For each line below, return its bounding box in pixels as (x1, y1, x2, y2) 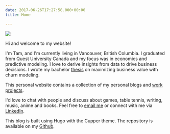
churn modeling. (5, 72, 40, 78)
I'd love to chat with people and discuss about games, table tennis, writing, (5, 97, 163, 103)
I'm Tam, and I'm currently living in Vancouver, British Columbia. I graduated (5, 50, 165, 56)
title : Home (5, 12, 31, 17)
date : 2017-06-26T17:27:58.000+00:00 (5, 7, 86, 13)
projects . (5, 87, 24, 93)
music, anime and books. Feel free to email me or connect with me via (5, 102, 153, 109)
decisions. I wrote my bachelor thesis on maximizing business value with (5, 66, 158, 72)
